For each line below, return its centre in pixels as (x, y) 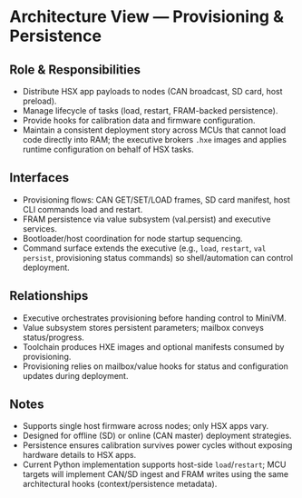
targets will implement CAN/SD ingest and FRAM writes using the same (155, 474)
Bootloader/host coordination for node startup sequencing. (132, 238)
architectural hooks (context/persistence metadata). (120, 484)
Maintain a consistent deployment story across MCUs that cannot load (154, 130)
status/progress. (53, 337)
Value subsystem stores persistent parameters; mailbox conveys (143, 327)
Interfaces (39, 178)
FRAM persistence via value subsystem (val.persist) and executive (146, 219)
